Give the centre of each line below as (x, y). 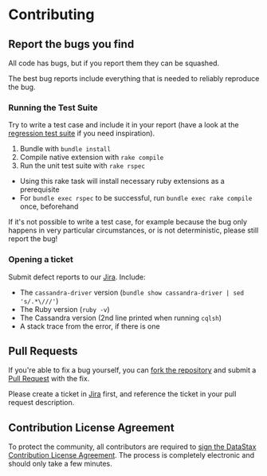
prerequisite (39, 189)
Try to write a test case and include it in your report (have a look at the (124, 125)
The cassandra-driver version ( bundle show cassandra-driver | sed (132, 292)
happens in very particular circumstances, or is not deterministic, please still (133, 230)
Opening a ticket (41, 259)
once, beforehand (49, 207)
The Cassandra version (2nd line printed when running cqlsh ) (120, 318)
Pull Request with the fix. (49, 379)
